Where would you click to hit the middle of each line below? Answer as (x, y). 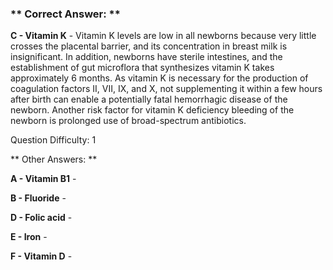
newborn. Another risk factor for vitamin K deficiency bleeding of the (152, 110)
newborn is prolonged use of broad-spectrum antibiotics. (128, 121)
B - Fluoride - (38, 198)
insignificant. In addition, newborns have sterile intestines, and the (146, 57)
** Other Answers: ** (54, 159)
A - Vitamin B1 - (43, 179)
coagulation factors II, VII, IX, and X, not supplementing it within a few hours (166, 89)
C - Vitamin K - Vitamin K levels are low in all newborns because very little (163, 36)
